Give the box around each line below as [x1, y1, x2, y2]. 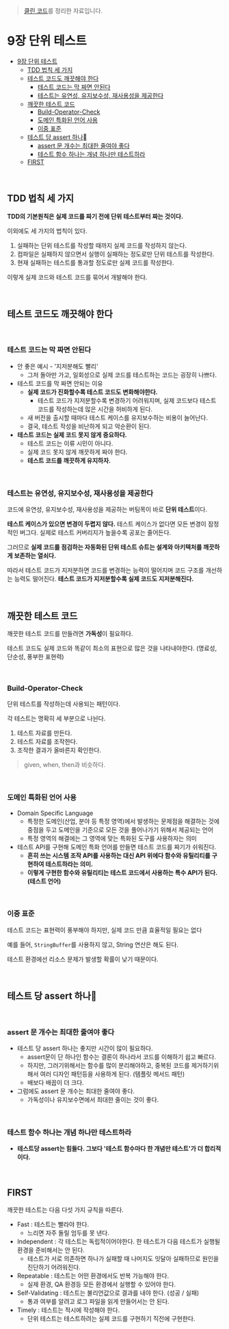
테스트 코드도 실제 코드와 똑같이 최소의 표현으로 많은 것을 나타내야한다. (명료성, [7, 644, 217, 652]
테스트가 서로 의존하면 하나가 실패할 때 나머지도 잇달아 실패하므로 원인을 [27, 1254, 219, 1263]
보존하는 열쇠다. [14, 552, 57, 560]
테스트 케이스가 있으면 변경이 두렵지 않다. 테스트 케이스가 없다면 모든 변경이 [7, 520, 206, 528]
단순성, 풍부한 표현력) [7, 653, 64, 661]
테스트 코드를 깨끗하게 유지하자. [27, 456, 111, 465]
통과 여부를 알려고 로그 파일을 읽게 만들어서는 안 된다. [27, 1297, 170, 1306]
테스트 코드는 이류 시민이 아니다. [27, 439, 113, 448]
